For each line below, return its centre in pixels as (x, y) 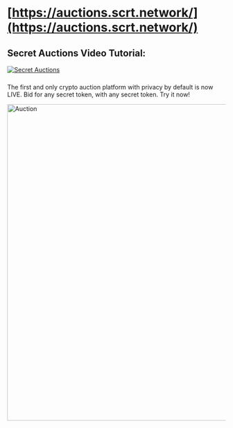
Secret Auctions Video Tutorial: (77, 53)
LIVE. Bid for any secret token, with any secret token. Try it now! (99, 94)
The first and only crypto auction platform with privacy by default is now (110, 87)
